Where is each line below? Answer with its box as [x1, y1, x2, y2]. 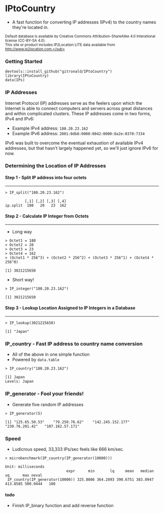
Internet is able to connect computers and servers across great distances [5, 105, 153, 111]
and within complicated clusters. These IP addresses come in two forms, [5, 111, 151, 117]
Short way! [12, 277, 34, 282]
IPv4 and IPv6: [5, 116, 35, 121]
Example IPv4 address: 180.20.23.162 [12, 125, 88, 131]
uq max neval [5, 473, 42, 478]
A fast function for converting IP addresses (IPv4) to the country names [12, 19, 156, 25]
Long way [12, 229, 32, 234]
